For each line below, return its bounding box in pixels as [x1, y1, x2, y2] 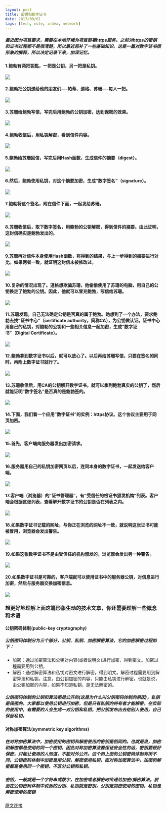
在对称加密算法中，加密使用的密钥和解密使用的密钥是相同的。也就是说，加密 [5, 738, 161, 744]
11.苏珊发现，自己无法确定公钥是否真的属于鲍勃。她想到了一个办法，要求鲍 [5, 311, 158, 317]
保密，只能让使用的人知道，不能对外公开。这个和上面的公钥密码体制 [5, 751, 144, 756]
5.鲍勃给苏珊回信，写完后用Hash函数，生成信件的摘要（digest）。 [5, 155, 139, 161]
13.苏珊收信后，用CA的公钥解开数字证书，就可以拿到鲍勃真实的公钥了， [5, 382, 152, 388]
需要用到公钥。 [16, 663, 47, 669]
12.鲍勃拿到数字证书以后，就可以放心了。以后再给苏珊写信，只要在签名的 [5, 353, 154, 359]
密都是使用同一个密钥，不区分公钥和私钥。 [5, 763, 92, 769]
